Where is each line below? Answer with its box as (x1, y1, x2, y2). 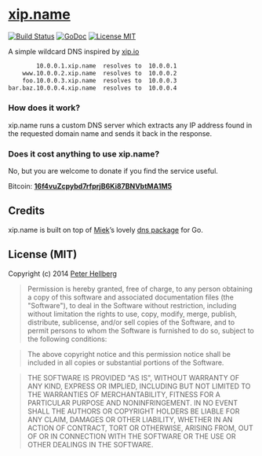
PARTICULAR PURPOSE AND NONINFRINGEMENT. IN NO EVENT (27, 398, 238, 407)
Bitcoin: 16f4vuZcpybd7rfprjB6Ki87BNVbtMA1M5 (8, 182, 173, 191)
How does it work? (8, 102, 81, 113)
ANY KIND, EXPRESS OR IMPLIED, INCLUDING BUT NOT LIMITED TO (27, 381, 251, 391)
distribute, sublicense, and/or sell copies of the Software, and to (27, 317, 235, 327)
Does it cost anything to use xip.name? (8, 148, 160, 159)
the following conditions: (27, 334, 107, 344)
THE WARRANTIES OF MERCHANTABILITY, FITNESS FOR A (27, 389, 221, 399)
